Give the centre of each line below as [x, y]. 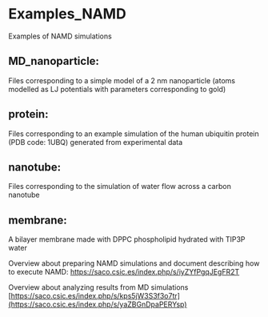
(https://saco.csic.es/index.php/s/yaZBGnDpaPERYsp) [98, 304]
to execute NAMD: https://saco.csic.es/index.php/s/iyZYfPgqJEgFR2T [124, 272]
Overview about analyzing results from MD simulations [98, 287]
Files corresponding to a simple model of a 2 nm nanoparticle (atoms [122, 80]
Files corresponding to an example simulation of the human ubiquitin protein [134, 134]
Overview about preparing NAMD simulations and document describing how [134, 263]
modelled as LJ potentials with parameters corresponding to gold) [117, 89]
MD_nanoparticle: [54, 61]
